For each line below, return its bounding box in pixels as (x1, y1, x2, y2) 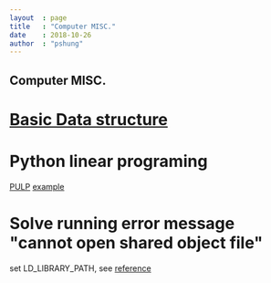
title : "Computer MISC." (9, 22, 117, 31)
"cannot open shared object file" (9, 232, 263, 253)
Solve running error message (9, 213, 235, 234)
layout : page (9, 13, 68, 23)
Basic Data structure (9, 109, 169, 130)
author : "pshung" (9, 38, 84, 48)
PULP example (9, 181, 65, 192)
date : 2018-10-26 (9, 30, 92, 39)
